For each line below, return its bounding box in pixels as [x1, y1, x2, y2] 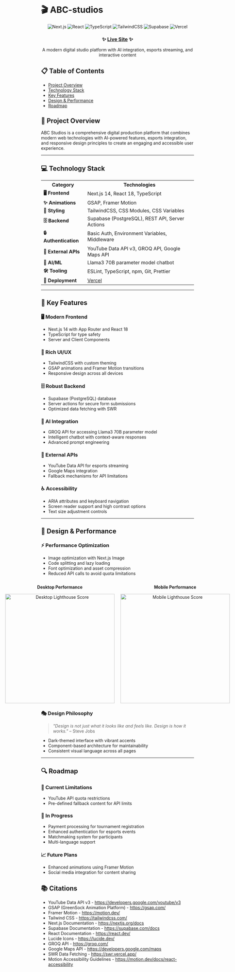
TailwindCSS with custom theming [48, 360, 117, 365]
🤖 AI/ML [43, 259, 63, 266]
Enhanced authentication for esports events [48, 829, 136, 834]
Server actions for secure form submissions [48, 400, 136, 406]
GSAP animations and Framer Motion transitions [48, 365, 144, 371]
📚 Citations [41, 884, 78, 892]
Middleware [87, 236, 115, 243]
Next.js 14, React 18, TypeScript [87, 191, 162, 197]
